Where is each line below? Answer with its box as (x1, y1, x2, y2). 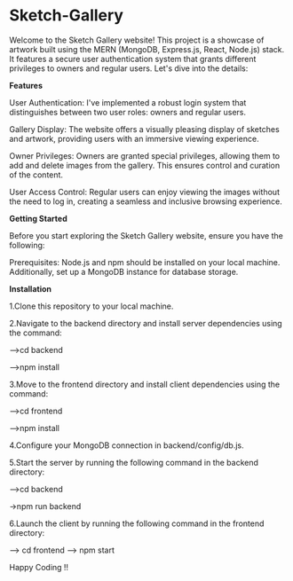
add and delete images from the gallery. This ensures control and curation (9, 160, 281, 170)
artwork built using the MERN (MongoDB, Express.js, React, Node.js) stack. (9, 43, 285, 54)
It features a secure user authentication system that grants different (9, 53, 257, 64)
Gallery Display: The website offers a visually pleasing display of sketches (9, 123, 280, 134)
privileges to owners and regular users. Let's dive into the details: (9, 63, 249, 74)
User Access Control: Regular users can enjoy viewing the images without (9, 186, 280, 197)
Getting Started (9, 213, 68, 224)
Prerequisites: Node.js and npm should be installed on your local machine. (9, 256, 281, 267)
